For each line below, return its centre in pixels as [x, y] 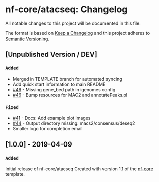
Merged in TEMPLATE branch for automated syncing [67, 79]
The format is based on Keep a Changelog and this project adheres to [78, 33]
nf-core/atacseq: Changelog [66, 9]
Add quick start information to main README [59, 84]
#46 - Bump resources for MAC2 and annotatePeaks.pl [70, 95]
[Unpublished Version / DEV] [51, 54]
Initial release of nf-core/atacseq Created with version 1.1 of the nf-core [79, 169]
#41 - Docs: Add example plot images [51, 118]
